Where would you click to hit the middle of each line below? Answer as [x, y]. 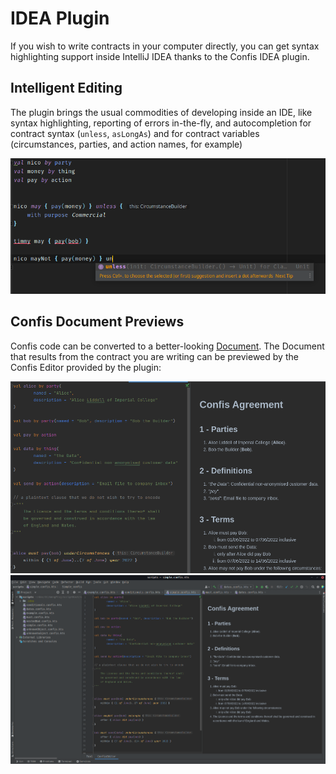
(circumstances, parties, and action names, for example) [126, 144]
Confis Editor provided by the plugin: [86, 367]
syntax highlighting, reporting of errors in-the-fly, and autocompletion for [161, 123]
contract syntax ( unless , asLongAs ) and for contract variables [135, 133]
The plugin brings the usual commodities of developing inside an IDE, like [161, 112]
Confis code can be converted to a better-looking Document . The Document [167, 346]
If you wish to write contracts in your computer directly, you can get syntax [165, 46]
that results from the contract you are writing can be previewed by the [154, 356]
